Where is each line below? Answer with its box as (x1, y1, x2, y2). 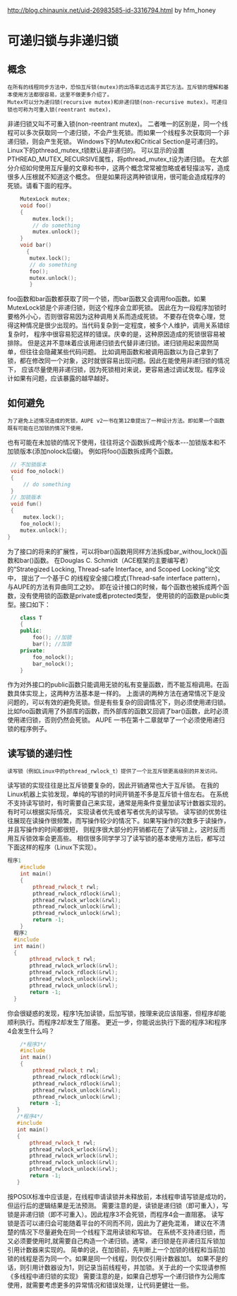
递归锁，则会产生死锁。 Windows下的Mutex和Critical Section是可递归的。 (7, 137, 222, 146)
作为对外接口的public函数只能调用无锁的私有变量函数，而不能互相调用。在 (7, 680, 224, 689)
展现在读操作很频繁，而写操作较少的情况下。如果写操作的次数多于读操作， (13, 817, 230, 825)
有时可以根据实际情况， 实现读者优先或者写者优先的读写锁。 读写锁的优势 (7, 807, 221, 816)
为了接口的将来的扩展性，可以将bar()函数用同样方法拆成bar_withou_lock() (7, 547, 221, 556)
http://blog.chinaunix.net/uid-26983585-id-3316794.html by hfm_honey (7, 6, 217, 14)
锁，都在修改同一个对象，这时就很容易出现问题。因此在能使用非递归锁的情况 (7, 356, 230, 365)
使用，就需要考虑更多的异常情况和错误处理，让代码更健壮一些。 (7, 1280, 193, 1289)
